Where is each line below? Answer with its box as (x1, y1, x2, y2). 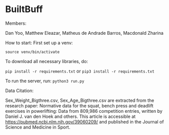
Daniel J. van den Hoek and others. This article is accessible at (5, 113, 136, 119)
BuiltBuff (5, 4, 43, 15)
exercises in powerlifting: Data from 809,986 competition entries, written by (5, 108, 163, 114)
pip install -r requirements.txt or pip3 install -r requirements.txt (5, 68, 155, 74)
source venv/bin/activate (5, 49, 60, 54)
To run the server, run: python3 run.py (5, 78, 85, 84)
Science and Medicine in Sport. (5, 124, 71, 130)
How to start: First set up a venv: (5, 39, 73, 46)
